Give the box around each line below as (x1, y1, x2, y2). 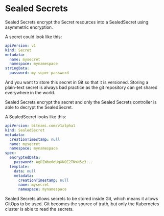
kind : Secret (5, 47, 32, 53)
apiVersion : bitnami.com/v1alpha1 (5, 123, 76, 129)
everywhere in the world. (5, 90, 55, 96)
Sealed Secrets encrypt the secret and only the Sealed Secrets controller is (5, 99, 157, 105)
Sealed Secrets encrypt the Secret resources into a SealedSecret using (5, 19, 149, 25)
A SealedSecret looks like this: (5, 114, 66, 120)
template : (9, 164, 29, 169)
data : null (14, 169, 36, 173)
